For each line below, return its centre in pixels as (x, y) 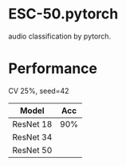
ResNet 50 (32, 150)
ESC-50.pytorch (63, 14)
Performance (53, 69)
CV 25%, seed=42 (39, 91)
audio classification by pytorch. (60, 36)
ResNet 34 (32, 137)
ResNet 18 (32, 123)
